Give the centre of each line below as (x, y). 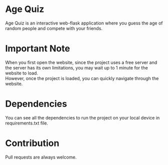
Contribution (32, 143)
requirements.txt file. (27, 123)
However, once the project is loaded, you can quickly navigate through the (82, 78)
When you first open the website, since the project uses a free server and (81, 62)
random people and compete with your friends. (54, 28)
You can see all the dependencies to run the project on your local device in (82, 117)
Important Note (38, 49)
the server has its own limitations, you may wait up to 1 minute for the (76, 67)
